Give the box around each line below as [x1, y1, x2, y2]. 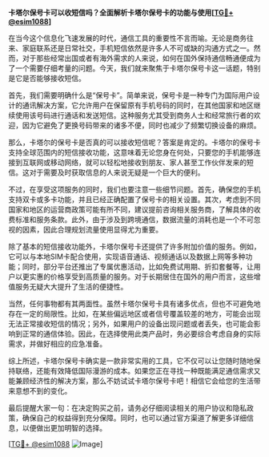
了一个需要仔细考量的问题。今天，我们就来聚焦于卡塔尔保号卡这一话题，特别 [8, 63, 261, 73]
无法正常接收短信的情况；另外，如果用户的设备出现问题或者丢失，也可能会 [8, 319, 254, 328]
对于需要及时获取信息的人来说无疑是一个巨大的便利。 [29, 168, 205, 177]
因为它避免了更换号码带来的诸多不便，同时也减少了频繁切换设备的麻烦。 [22, 120, 261, 130]
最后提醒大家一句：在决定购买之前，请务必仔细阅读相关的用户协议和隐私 [8, 403, 247, 412]
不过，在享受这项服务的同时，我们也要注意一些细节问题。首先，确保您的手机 [8, 184, 261, 194]
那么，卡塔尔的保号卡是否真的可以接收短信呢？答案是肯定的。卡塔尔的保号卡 [8, 138, 261, 147]
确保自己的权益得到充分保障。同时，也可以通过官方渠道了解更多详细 [22, 413, 247, 423]
